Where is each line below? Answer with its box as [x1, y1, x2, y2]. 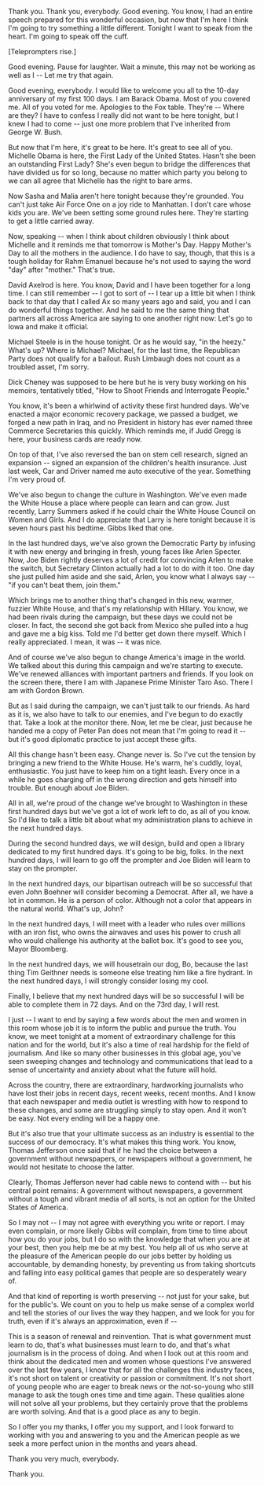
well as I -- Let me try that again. [8, 71, 114, 79]
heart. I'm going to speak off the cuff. [8, 31, 129, 41]
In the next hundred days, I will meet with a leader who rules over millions [8, 919, 246, 928]
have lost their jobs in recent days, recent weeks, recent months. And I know [8, 1088, 256, 1098]
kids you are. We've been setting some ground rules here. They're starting [8, 208, 249, 217]
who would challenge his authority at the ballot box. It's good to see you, [8, 936, 244, 945]
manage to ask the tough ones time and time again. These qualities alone [8, 1390, 245, 1400]
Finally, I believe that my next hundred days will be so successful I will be [8, 992, 245, 1000]
